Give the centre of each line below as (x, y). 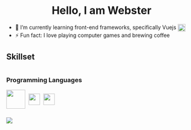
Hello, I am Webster (102, 11)
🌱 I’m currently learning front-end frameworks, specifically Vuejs (95, 27)
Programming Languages (44, 80)
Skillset (21, 57)
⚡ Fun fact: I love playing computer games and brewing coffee (92, 35)
